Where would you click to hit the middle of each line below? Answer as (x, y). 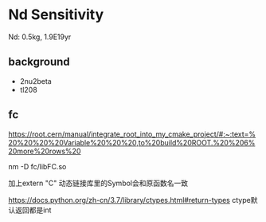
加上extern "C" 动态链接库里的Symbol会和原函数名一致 (98, 183)
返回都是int (33, 210)
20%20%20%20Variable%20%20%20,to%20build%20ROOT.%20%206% (132, 142)
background (39, 62)
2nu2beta (35, 81)
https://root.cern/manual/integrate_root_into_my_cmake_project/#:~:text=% (132, 134)
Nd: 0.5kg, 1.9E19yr (40, 37)
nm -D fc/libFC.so (37, 166)
